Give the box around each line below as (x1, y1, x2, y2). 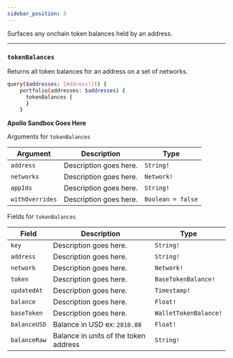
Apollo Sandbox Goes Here (7, 119, 87, 127)
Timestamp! (155, 286, 191, 295)
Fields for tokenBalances (7, 213, 76, 221)
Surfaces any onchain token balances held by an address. (7, 29, 173, 38)
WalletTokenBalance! (155, 309, 223, 317)
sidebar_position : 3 (7, 10, 67, 17)
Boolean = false (144, 195, 198, 204)
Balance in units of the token (53, 331, 146, 341)
